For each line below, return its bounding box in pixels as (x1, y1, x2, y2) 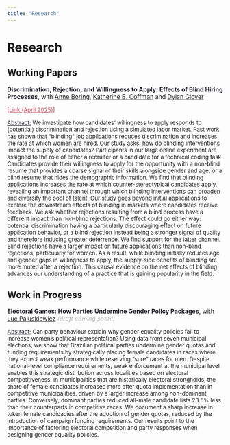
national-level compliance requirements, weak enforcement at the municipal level (7, 362, 220, 370)
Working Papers (7, 67, 77, 79)
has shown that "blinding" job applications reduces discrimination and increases (7, 132, 218, 140)
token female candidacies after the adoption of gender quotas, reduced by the (7, 410, 212, 418)
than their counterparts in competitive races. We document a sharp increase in (7, 403, 214, 411)
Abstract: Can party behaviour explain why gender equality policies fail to (7, 328, 200, 336)
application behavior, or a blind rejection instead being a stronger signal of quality (7, 228, 221, 236)
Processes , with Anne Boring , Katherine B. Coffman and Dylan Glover (7, 92, 204, 100)
